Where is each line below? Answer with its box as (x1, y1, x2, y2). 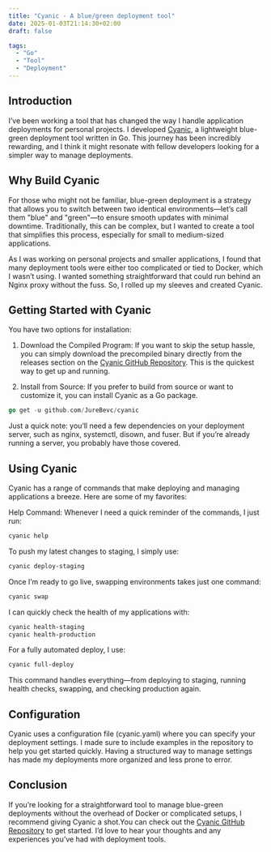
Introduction (8, 94, 73, 108)
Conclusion (8, 778, 68, 792)
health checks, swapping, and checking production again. (8, 684, 201, 694)
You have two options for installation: (8, 325, 132, 335)
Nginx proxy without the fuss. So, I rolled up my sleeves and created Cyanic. (8, 280, 263, 289)
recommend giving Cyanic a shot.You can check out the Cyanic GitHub (8, 816, 245, 827)
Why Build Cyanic (8, 173, 100, 187)
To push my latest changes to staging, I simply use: (8, 546, 180, 556)
